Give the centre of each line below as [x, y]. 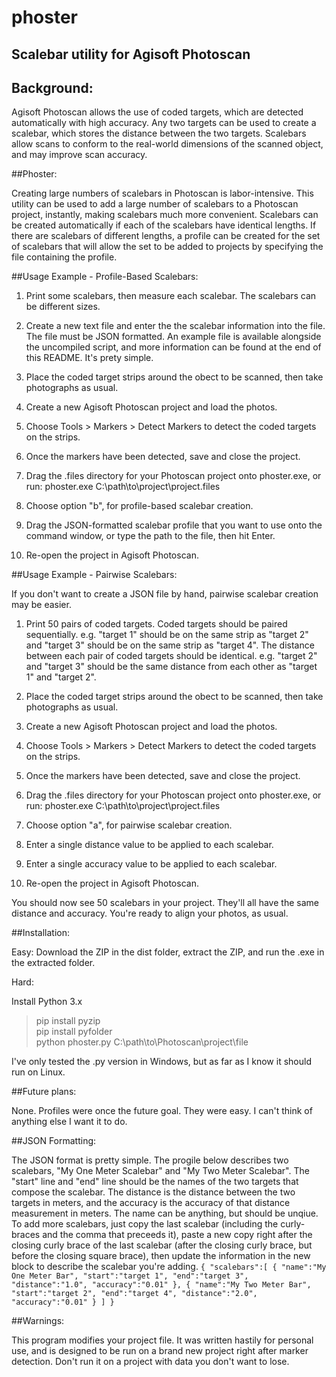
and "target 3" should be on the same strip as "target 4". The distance [170, 645]
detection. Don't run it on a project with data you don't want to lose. [150, 1362]
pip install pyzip [68, 1021]
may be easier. [41, 605]
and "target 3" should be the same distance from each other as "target [171, 667]
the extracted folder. [53, 963]
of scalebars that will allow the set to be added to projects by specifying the [167, 247]
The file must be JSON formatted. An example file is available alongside [173, 337]
